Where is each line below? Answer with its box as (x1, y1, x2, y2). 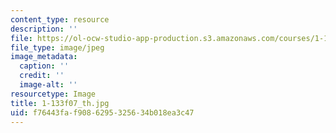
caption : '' (19, 61, 70, 71)
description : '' (10, 24, 78, 34)
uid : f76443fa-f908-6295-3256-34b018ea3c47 (10, 107, 195, 118)
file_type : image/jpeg (10, 42, 105, 53)
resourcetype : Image (10, 89, 97, 99)
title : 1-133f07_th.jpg (10, 98, 110, 108)
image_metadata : (10, 52, 78, 62)
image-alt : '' (19, 80, 78, 90)
